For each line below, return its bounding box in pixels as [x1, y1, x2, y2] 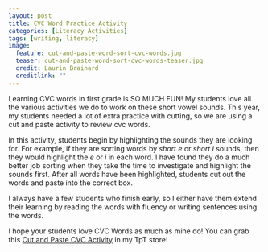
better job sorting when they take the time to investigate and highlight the [8, 160, 252, 170]
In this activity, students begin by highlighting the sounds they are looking [8, 134, 253, 145]
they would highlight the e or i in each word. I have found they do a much [8, 152, 250, 162]
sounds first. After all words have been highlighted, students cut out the [8, 169, 246, 179]
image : [8, 42, 31, 50]
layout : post [8, 11, 52, 20]
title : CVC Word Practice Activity [8, 19, 128, 27]
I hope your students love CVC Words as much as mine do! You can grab [8, 226, 249, 236]
